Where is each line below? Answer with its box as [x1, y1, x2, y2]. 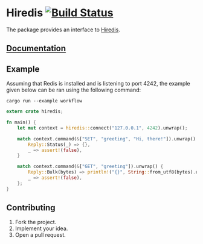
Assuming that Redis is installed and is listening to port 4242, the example [6, 80, 190, 87]
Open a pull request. [14, 231, 66, 239]
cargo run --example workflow [6, 98, 83, 104]
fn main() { [6, 119, 36, 126]
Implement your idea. [14, 225, 68, 232]
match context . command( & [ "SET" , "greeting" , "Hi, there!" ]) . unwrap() [17, 136, 196, 142]
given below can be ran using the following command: [6, 86, 141, 93]
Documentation [6, 43, 66, 54]
